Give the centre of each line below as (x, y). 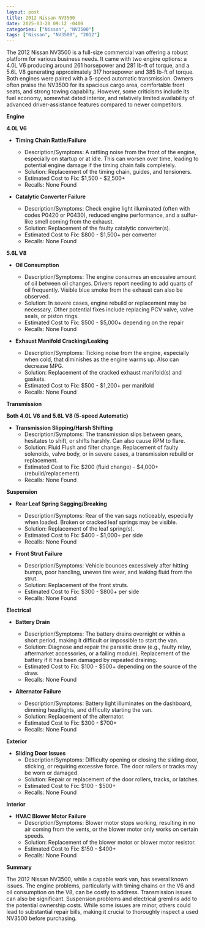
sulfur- (189, 215)
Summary (19, 867)
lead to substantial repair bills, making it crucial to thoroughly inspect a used (102, 912)
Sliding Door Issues (40, 754)
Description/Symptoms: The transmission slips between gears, (103, 434)
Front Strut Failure (39, 554)
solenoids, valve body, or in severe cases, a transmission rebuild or (109, 454)
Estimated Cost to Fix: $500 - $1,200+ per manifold (89, 386)
